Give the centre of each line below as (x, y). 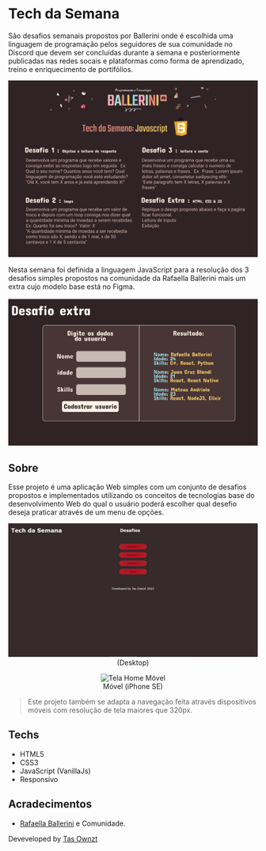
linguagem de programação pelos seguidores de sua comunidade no (121, 44)
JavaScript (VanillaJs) (55, 771)
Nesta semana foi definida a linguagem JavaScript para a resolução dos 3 (129, 269)
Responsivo (39, 779)
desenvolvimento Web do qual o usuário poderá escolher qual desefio (123, 504)
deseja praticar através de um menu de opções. (86, 512)
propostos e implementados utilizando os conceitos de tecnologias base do (131, 496)
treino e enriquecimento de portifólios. (70, 69)
